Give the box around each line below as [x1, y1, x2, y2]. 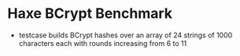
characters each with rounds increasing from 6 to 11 [18, 38, 187, 47]
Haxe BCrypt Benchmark [7, 5, 173, 23]
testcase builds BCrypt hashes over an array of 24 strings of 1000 [18, 30, 233, 40]
